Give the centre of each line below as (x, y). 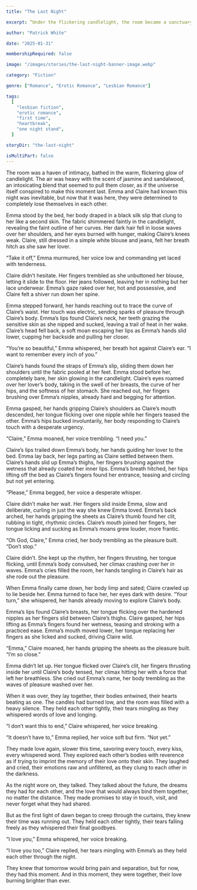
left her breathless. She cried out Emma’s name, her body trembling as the (96, 678)
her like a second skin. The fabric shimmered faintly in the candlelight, (91, 221)
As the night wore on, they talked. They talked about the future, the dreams (97, 785)
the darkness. (23, 774)
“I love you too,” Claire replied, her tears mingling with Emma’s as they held (96, 850)
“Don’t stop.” (21, 546)
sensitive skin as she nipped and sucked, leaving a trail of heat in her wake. (97, 324)
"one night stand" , (40, 129)
